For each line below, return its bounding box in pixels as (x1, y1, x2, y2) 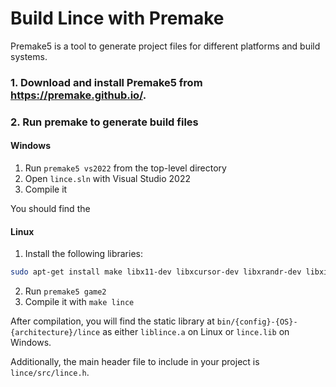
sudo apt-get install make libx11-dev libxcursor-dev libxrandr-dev (10, 267, 302, 277)
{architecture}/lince (10, 328, 101, 338)
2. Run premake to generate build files (10, 115, 199, 129)
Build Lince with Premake (10, 7, 225, 30)
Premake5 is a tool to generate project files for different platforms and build (10, 40, 321, 52)
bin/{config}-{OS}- (216, 317, 298, 327)
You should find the (10, 202, 91, 214)
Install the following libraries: (24, 248, 144, 260)
